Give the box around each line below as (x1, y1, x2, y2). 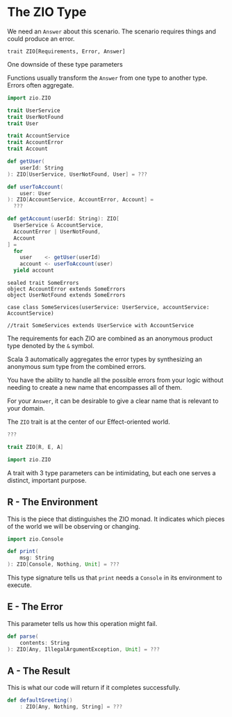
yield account (13, 267, 54, 274)
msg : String (19, 554, 54, 561)
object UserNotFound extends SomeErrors (7, 292, 126, 299)
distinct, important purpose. (7, 476, 87, 484)
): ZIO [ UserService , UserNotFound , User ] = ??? (7, 171, 148, 178)
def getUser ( (7, 158, 45, 165)
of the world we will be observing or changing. (7, 522, 140, 530)
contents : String (19, 639, 70, 646)
